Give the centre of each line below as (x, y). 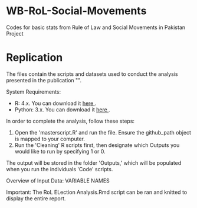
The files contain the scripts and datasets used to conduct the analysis (92, 74)
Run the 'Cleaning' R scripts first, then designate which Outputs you (97, 145)
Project (15, 33)
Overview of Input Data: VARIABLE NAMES (58, 180)
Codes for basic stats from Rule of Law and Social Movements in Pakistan (96, 27)
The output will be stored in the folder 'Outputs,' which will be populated (94, 163)
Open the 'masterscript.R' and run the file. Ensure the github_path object (103, 132)
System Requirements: (34, 92)
